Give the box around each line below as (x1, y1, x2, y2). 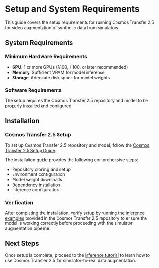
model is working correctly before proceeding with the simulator (5, 220, 133, 226)
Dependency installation (12, 182, 60, 188)
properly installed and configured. (5, 103, 73, 109)
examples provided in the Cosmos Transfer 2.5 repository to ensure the (5, 215, 147, 221)
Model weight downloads (12, 176, 63, 182)
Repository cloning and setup (12, 166, 71, 172)
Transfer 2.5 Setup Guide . (5, 147, 57, 153)
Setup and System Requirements (5, 3, 140, 15)
